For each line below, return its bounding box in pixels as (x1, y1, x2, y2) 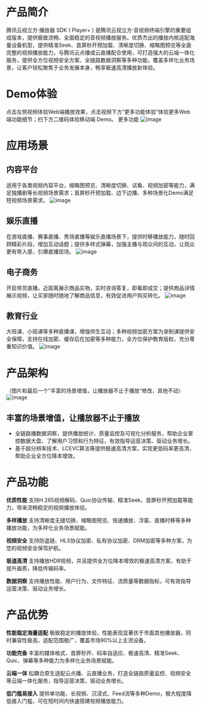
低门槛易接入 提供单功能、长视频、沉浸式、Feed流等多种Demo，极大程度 (6, 690, 187, 697)
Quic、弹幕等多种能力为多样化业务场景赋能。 (6, 657, 118, 664)
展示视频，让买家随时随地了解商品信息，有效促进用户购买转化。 (6, 291, 163, 299)
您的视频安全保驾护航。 (6, 544, 64, 552)
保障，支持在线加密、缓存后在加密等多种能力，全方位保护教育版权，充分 (11, 335, 190, 342)
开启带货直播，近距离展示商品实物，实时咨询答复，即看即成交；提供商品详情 (6, 284, 195, 291)
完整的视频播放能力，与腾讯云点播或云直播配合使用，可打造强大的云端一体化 (6, 49, 195, 56)
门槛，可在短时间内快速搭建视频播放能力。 (22, 697, 127, 705)
